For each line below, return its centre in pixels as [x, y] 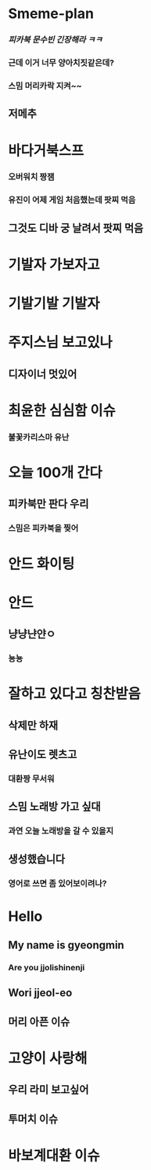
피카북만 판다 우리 [49, 504]
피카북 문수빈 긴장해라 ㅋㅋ [56, 40]
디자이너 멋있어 [43, 374]
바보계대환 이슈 [54, 1155]
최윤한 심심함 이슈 [62, 410]
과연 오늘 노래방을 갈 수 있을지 [61, 831]
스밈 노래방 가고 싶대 [54, 807]
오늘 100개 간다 [55, 473]
